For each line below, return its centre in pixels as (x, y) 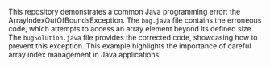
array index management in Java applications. (85, 54)
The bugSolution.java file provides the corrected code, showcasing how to (133, 37)
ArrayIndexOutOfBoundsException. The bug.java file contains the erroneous (135, 20)
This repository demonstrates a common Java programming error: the (125, 12)
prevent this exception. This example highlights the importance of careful (130, 46)
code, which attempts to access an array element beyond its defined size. (131, 29)
